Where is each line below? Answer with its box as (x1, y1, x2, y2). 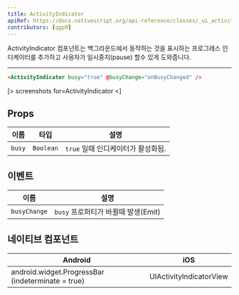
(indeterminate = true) (11, 276, 85, 286)
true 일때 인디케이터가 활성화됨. (65, 144, 166, 154)
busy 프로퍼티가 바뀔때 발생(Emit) (54, 207, 161, 217)
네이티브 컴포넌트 (7, 233, 79, 246)
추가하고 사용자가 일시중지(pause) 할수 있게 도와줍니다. (38, 53, 192, 61)
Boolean (32, 144, 59, 152)
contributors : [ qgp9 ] (7, 24, 72, 31)
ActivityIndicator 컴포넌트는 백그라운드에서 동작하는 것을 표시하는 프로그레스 (7, 44, 221, 53)
